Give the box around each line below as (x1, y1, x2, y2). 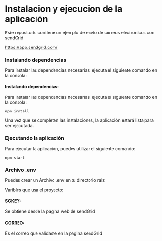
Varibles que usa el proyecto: (5, 187, 64, 193)
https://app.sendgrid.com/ (5, 44, 58, 50)
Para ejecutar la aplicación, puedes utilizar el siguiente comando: (5, 145, 136, 151)
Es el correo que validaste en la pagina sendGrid (5, 230, 102, 236)
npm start (5, 155, 25, 160)
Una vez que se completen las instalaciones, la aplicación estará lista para (5, 117, 154, 123)
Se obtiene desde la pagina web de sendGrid (5, 209, 95, 214)
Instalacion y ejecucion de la (5, 3, 123, 15)
